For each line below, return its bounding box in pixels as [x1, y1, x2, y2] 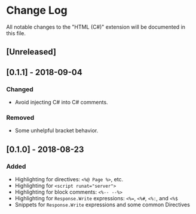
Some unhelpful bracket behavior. [14, 127, 99, 134]
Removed [6, 113, 35, 122]
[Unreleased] [6, 47, 57, 57]
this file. [6, 29, 26, 36]
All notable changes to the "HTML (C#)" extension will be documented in [6, 23, 186, 30]
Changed [6, 85, 34, 93]
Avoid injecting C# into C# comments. [14, 99, 109, 106]
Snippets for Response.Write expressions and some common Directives [14, 201, 190, 208]
